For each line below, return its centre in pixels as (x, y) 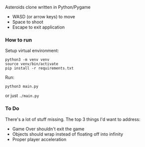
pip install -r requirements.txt (39, 69)
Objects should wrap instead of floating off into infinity (68, 134)
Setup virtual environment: (32, 51)
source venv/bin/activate (32, 64)
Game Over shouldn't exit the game (48, 129)
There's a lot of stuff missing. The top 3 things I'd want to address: (73, 119)
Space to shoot (28, 22)
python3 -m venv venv (27, 60)
